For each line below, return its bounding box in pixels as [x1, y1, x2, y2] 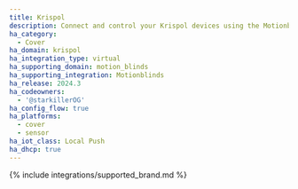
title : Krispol [9, 12, 66, 22]
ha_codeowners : [9, 87, 66, 96]
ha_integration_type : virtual [9, 54, 122, 63]
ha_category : [9, 29, 58, 38]
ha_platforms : [9, 112, 62, 121]
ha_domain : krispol [9, 46, 82, 55]
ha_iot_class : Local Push [9, 137, 105, 146]
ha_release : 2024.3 [9, 79, 82, 88]
